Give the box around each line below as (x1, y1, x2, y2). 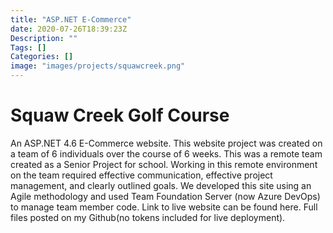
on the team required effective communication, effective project (10, 169, 273, 181)
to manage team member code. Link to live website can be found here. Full (10, 201, 318, 213)
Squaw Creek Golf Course (10, 104, 230, 127)
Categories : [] (10, 52, 74, 62)
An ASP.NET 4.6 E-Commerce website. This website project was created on (10, 137, 323, 149)
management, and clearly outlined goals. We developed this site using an (10, 179, 312, 191)
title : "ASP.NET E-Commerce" (10, 14, 132, 25)
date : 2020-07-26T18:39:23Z (10, 24, 128, 34)
